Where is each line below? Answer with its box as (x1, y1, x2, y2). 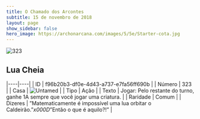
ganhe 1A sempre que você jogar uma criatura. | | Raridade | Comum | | (6, 93, 181, 100)
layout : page (6, 20, 39, 26)
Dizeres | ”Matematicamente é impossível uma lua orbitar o (6, 99, 152, 106)
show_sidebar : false (6, 25, 58, 32)
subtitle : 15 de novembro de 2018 (6, 14, 93, 20)
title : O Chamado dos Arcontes (6, 8, 84, 15)
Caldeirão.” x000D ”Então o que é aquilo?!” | (6, 106, 112, 113)
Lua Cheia (6, 65, 45, 75)
